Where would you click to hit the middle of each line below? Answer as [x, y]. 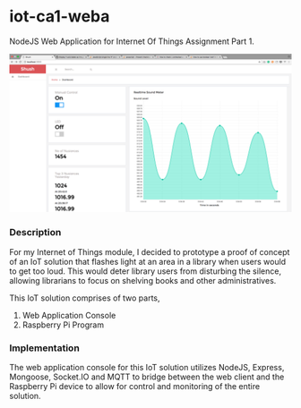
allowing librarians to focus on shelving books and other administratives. [143, 280]
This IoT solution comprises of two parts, [85, 298]
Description [35, 233]
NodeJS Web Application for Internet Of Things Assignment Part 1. [132, 41]
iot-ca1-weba [60, 17]
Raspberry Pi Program [63, 325]
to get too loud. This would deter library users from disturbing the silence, [146, 271]
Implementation [45, 348]
